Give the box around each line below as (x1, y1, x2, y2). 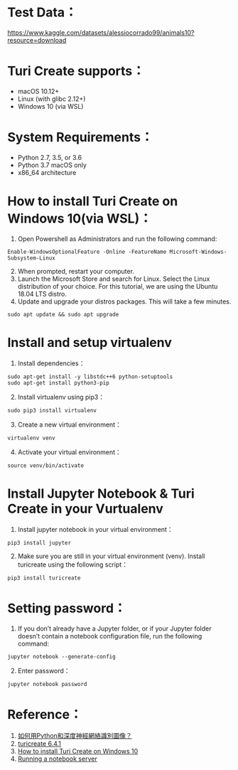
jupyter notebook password (7, 680, 87, 688)
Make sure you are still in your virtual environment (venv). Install (17, 552, 205, 560)
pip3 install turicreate (7, 574, 81, 582)
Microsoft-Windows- (169, 248, 227, 255)
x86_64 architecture (17, 168, 77, 176)
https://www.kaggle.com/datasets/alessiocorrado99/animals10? (7, 28, 195, 37)
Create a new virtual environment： (17, 420, 122, 429)
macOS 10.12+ (17, 87, 60, 95)
